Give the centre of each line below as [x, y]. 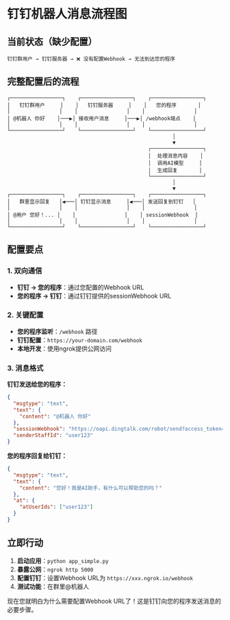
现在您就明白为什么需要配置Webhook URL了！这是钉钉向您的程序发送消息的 [114, 601]
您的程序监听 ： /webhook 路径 [57, 331]
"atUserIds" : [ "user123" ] [56, 507]
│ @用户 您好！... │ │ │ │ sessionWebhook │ [103, 215]
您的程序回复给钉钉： [37, 456]
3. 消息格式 [25, 368]
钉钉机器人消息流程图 [67, 14]
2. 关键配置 [25, 315]
